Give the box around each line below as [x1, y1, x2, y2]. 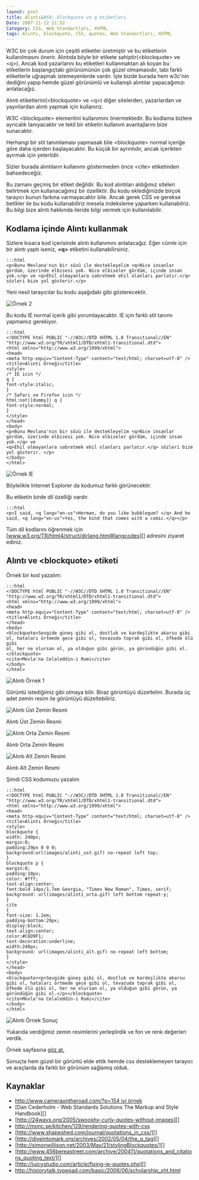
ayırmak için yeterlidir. [6, 151, 61, 159]
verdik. [6, 1035, 23, 1042]
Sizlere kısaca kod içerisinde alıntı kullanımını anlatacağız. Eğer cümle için [6, 239, 187, 246]
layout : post [6, 8, 39, 15]
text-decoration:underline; [6, 938, 76, 945]
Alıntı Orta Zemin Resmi [6, 741, 64, 748]
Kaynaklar [6, 1081, 45, 1091]
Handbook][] [14, 1110, 46, 1117]
